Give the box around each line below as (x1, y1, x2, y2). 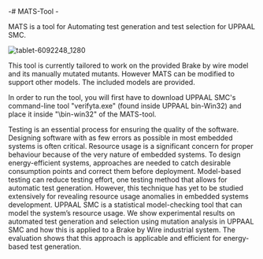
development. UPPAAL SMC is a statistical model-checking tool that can (8, 200, 243, 209)
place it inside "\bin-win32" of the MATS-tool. (8, 109, 157, 119)
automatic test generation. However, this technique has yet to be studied (8, 183, 244, 192)
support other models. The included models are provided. (8, 78, 195, 87)
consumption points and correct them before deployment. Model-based (8, 167, 242, 176)
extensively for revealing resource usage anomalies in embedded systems (8, 192, 250, 201)
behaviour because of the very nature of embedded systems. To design (8, 150, 241, 159)
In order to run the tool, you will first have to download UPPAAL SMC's (8, 93, 236, 102)
